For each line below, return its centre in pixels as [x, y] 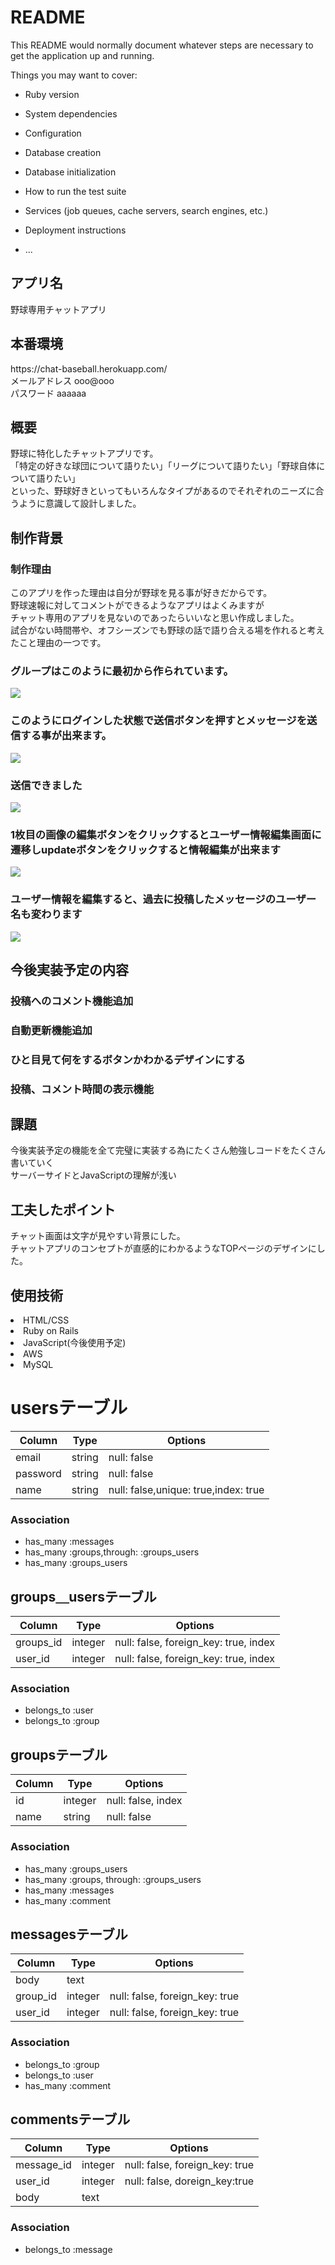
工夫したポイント [63, 1209]
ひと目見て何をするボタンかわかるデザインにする [128, 1059]
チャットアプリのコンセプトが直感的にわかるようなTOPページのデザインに [163, 1248]
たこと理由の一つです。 [58, 643]
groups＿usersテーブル [83, 1596]
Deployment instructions [75, 230]
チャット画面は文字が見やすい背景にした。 [98, 1236]
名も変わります [46, 914]
